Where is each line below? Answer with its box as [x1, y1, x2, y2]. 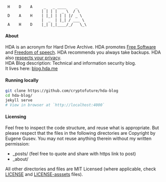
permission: [5, 141, 30, 147]
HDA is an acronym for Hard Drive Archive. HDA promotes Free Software [5, 44, 156, 50]
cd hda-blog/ [5, 93, 33, 98]
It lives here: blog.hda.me [5, 65, 58, 71]
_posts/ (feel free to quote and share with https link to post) [12, 151, 136, 157]
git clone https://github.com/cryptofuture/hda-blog [5, 88, 119, 93]
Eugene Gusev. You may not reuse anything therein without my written [5, 135, 152, 141]
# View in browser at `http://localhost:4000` [5, 102, 105, 108]
